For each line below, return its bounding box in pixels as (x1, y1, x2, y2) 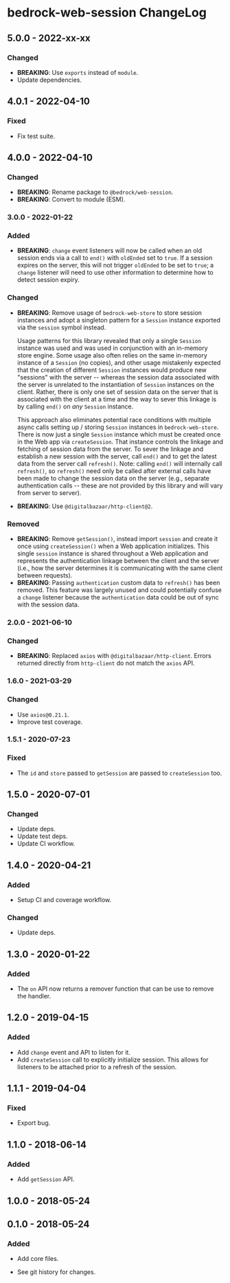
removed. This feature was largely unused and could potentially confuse (16, 586, 222, 594)
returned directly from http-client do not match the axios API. (16, 659, 195, 668)
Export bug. (16, 1119, 51, 1127)
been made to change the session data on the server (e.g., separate (16, 474, 209, 482)
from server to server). (16, 488, 82, 496)
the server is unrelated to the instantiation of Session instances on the (16, 380, 215, 388)
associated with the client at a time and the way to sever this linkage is (16, 395, 217, 403)
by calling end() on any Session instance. (16, 402, 134, 410)
